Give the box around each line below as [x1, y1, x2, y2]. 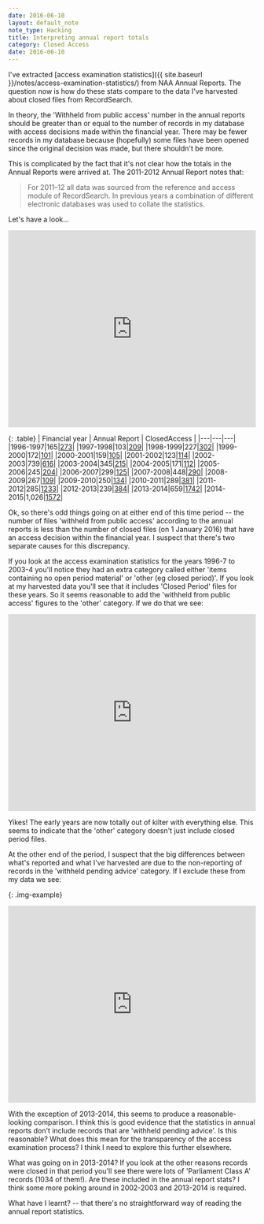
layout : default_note [8, 19, 79, 27]
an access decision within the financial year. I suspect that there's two [8, 533, 236, 542]
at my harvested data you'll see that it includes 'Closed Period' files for [8, 582, 237, 591]
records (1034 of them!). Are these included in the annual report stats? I [8, 1175, 240, 1184]
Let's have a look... [8, 214, 69, 224]
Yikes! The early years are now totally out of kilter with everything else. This [8, 817, 254, 827]
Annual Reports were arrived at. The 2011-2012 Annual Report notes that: [8, 167, 244, 177]
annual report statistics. [8, 1207, 85, 1216]
